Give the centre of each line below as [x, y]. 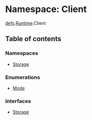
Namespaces [22, 53]
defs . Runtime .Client [26, 23]
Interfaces [18, 101]
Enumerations [23, 77]
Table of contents [33, 39]
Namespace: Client [46, 9]
